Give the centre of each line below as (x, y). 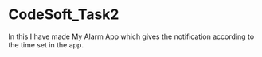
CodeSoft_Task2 (64, 15)
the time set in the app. (46, 44)
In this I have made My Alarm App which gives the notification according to (131, 36)
